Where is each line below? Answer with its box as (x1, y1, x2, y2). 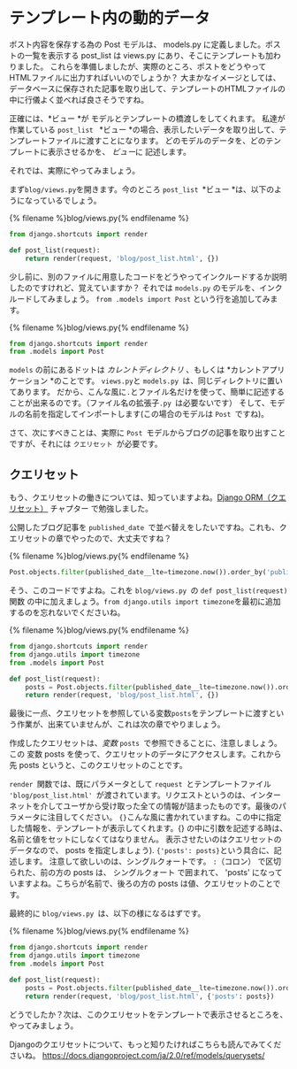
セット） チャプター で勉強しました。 (16, 504, 153, 514)
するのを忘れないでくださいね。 (9, 607, 126, 618)
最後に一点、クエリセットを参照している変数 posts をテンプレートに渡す (9, 708, 269, 719)
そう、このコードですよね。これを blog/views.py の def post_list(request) (9, 585, 288, 596)
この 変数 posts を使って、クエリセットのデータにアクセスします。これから (9, 749, 282, 759)
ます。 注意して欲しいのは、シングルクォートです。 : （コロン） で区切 (24, 856, 281, 867)
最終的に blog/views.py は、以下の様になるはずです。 (9, 908, 206, 919)
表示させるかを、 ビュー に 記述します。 (47, 146, 192, 157)
